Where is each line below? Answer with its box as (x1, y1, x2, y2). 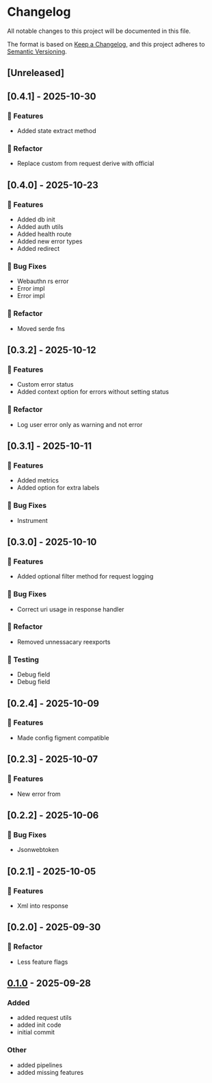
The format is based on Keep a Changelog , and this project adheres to (7, 40, 205, 48)
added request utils (16, 1014, 72, 1022)
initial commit (16, 1028, 55, 1036)
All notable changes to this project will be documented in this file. (7, 27, 191, 35)
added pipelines (16, 1060, 63, 1069)
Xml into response (16, 901, 68, 910)
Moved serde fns (16, 324, 65, 332)
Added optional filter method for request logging (16, 572, 154, 581)
